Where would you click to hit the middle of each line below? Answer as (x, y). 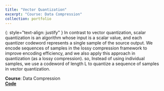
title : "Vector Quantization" (36, 10)
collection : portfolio (28, 19)
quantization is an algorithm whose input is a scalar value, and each (74, 38)
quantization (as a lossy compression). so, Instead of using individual (75, 59)
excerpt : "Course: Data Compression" (44, 14)
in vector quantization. (28, 69)
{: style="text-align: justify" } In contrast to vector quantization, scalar (76, 33)
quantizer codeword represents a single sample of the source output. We (79, 43)
